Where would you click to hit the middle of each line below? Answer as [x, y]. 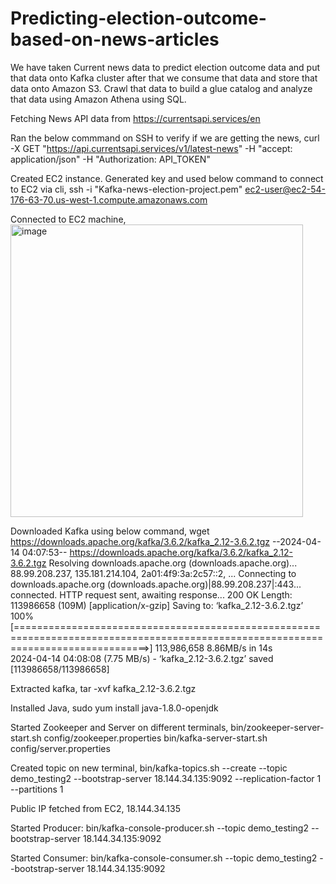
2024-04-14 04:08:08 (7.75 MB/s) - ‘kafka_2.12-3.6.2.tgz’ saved [142, 658]
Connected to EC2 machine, [68, 219]
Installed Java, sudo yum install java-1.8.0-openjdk [114, 708]
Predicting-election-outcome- [138, 18]
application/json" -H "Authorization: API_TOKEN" [110, 159]
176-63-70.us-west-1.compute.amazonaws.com [109, 199]
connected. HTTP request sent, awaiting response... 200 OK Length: [151, 594]
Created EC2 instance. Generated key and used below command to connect [167, 178]
